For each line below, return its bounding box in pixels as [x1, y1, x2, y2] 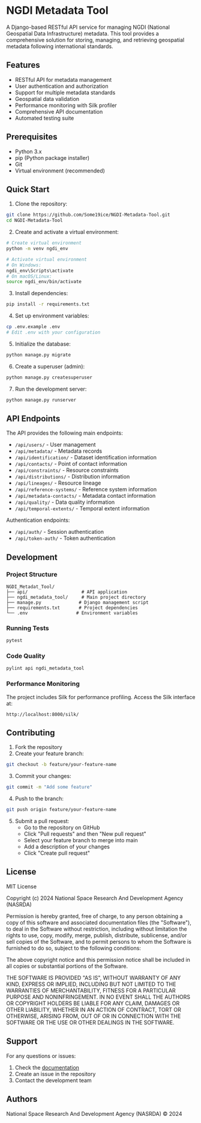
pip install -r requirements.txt [6, 301, 90, 307]
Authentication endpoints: [6, 516, 70, 524]
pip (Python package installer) [14, 154, 90, 161]
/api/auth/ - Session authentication [14, 528, 104, 536]
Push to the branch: [14, 795, 64, 803]
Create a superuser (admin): [14, 363, 85, 370]
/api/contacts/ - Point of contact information [14, 461, 128, 468]
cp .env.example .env [6, 324, 61, 330]
